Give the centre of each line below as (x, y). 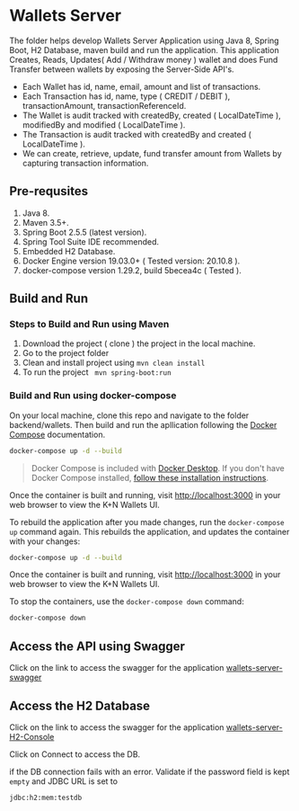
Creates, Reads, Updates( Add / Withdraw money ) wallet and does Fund (144, 59)
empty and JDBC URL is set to (64, 781)
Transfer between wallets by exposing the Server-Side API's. (122, 69)
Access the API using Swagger (97, 646)
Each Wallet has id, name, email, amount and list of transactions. (141, 86)
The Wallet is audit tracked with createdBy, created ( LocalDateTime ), (151, 115)
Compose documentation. (57, 434)
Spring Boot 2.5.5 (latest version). (84, 232)
